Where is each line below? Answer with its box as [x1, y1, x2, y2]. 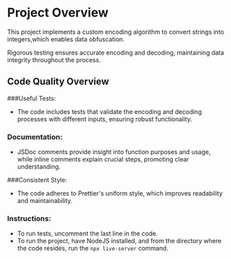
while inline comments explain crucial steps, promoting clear [17, 155, 190, 164]
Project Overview [7, 5, 109, 21]
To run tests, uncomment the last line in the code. [17, 229, 159, 238]
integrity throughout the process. [7, 55, 101, 64]
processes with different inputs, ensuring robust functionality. [17, 115, 192, 123]
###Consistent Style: [7, 176, 68, 184]
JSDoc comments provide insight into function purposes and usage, [17, 148, 211, 156]
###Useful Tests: [7, 94, 57, 102]
